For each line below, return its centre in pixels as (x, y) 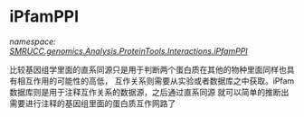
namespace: (33, 41)
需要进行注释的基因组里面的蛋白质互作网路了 (93, 103)
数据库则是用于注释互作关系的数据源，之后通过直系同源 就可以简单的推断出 (149, 92)
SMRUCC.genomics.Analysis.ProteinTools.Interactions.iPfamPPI (129, 50)
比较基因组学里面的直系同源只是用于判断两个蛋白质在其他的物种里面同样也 (148, 69)
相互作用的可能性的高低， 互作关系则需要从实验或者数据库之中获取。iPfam (156, 81)
